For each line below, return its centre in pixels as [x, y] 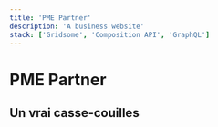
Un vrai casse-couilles [74, 113]
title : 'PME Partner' [51, 18]
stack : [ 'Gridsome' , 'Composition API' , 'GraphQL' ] [109, 34]
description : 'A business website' [77, 26]
